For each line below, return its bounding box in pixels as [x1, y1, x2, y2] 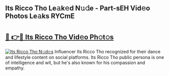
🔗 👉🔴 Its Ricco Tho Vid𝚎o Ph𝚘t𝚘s [5, 33, 114, 41]
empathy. [5, 65, 25, 71]
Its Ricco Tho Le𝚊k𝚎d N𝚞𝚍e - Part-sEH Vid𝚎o [5, 4, 150, 13]
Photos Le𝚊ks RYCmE [5, 12, 75, 21]
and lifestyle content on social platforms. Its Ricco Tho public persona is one [5, 54, 164, 60]
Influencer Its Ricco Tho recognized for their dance [54, 49, 161, 54]
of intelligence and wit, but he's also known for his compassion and [5, 60, 145, 65]
